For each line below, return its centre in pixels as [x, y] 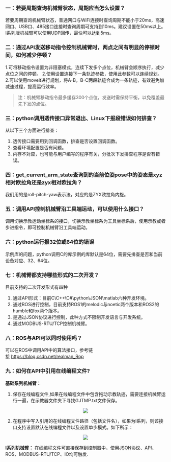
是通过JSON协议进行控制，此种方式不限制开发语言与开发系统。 [79, 317]
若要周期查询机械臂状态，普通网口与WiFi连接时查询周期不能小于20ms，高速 [85, 20]
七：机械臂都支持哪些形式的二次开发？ [52, 275]
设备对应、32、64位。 [29, 260]
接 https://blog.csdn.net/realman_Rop [45, 357]
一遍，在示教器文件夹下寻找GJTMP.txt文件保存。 [68, 400]
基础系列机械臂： [23, 383]
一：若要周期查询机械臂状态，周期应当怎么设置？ [65, 8]
